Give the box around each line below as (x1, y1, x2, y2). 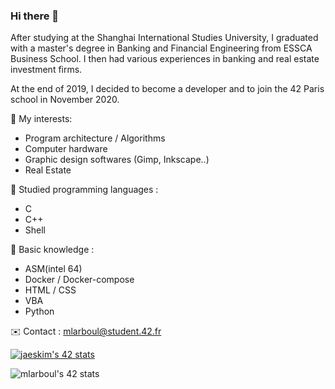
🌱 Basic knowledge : (10, 244, 95, 256)
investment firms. (10, 64, 83, 76)
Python (24, 305, 55, 318)
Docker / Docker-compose (24, 274, 135, 286)
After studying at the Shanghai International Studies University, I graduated (10, 32, 319, 44)
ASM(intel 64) (24, 263, 83, 275)
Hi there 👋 (10, 9, 60, 23)
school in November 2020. (10, 94, 120, 106)
